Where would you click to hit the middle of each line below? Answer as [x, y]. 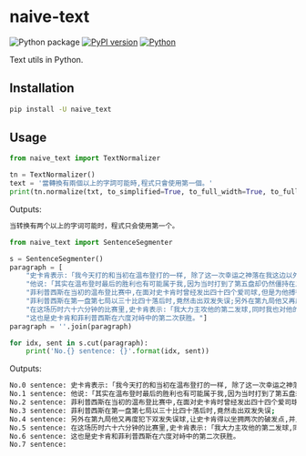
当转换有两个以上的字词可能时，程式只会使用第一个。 [94, 226]
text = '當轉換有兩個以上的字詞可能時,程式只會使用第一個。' [111, 184]
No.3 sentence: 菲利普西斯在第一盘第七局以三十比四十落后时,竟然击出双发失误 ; [143, 410]
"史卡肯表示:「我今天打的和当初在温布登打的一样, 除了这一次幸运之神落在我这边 [156, 276]
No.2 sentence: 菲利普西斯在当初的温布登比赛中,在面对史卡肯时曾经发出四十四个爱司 [151, 402]
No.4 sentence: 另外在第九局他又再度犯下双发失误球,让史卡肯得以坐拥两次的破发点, [149, 419]
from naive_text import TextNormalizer [85, 158]
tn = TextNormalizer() [52, 175]
